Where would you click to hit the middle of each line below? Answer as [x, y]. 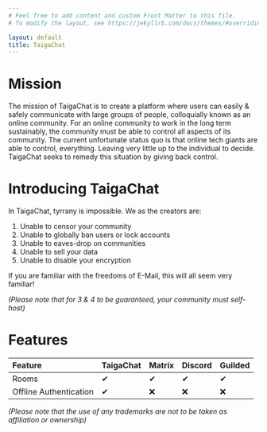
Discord [197, 365]
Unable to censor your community [75, 227]
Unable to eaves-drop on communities [83, 243]
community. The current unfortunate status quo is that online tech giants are [133, 140]
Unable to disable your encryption [75, 260]
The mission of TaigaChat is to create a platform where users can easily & [129, 106]
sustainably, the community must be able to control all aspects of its [120, 131]
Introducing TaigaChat [84, 189]
